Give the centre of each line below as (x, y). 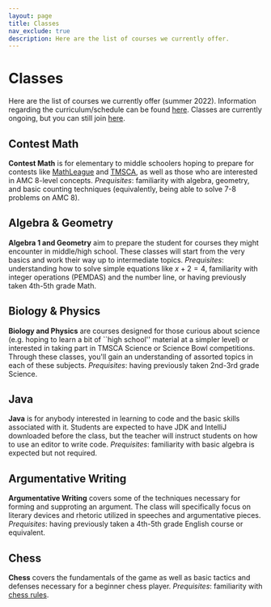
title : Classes (34, 24)
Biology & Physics (55, 312)
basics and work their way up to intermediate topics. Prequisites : (116, 259)
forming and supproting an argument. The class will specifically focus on (129, 507)
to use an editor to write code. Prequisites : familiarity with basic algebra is (131, 445)
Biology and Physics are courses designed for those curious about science (134, 331)
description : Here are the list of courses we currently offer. (119, 38)
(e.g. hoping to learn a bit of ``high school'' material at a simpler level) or (129, 339)
